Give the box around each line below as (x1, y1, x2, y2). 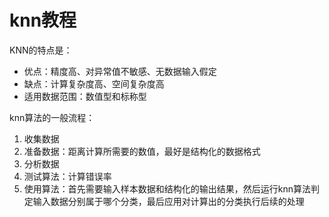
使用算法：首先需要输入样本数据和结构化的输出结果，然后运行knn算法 (23, 182, 312, 195)
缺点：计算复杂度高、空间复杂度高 (23, 77, 165, 90)
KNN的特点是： (9, 44, 73, 56)
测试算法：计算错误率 (23, 170, 112, 182)
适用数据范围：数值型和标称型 (23, 90, 147, 102)
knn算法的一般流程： (9, 111, 96, 123)
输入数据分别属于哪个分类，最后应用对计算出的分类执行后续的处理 (32, 195, 305, 207)
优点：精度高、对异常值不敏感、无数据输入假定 (23, 65, 217, 77)
